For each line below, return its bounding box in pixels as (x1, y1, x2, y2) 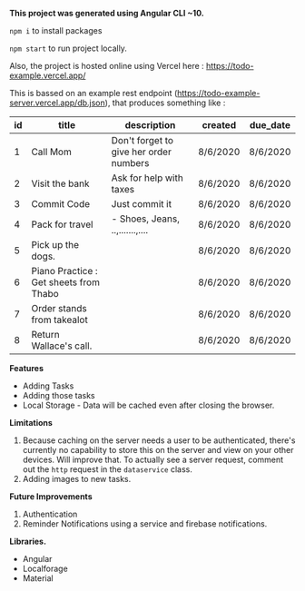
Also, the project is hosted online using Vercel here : (9, 61, 204, 71)
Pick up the (31, 239, 80, 251)
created (202, 119, 237, 131)
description (124, 119, 176, 131)
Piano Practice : (31, 265, 98, 277)
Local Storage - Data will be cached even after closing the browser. (22, 399, 275, 410)
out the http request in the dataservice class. (22, 464, 192, 475)
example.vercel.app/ (9, 70, 86, 81)
